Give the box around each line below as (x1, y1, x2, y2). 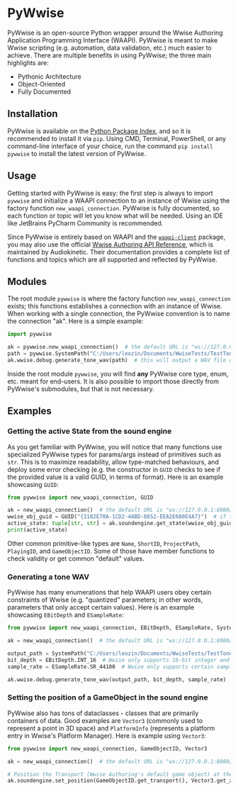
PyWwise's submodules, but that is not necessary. (7, 384, 154, 393)
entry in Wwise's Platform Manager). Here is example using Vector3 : (7, 731, 207, 740)
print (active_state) (7, 527, 69, 534)
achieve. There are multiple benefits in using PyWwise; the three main (7, 51, 211, 60)
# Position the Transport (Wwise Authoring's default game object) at (7, 770, 220, 778)
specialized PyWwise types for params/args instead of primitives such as (7, 450, 222, 459)
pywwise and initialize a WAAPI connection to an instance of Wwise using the (7, 196, 230, 205)
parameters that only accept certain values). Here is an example (7, 603, 195, 612)
